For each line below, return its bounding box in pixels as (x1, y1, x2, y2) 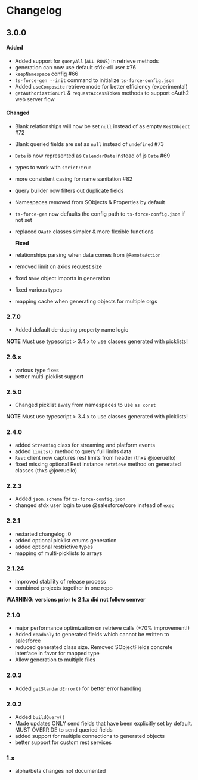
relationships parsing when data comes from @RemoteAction (14, 251, 161, 258)
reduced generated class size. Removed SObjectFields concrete (14, 644, 173, 651)
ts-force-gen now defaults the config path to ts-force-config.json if (14, 210, 185, 217)
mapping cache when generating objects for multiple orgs (14, 298, 158, 305)
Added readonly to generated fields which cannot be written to (14, 631, 169, 638)
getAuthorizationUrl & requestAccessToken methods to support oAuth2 (14, 89, 190, 96)
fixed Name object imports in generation (14, 274, 110, 281)
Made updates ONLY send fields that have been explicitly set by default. (14, 720, 193, 727)
